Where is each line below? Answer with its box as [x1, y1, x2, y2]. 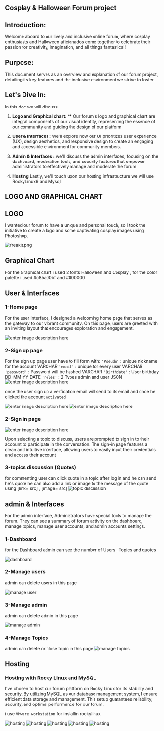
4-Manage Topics [5, 634, 48, 641]
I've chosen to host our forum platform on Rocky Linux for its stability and [5, 686, 153, 692]
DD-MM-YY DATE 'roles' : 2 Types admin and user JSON [5, 374, 122, 379]
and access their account [5, 452, 56, 458]
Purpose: [5, 58, 34, 67]
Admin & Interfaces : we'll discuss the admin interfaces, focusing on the [12, 153, 159, 159]
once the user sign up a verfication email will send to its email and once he [5, 388, 156, 394]
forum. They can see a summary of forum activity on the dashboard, [5, 518, 143, 524]
